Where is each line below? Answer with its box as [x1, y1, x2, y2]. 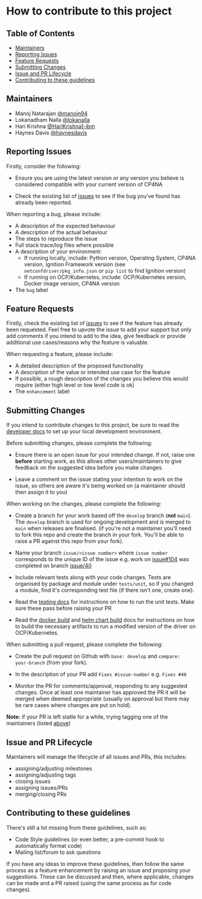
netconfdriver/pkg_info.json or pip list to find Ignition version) [24, 267, 186, 274]
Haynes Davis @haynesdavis [14, 129, 87, 136]
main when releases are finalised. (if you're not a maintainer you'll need [14, 525, 192, 532]
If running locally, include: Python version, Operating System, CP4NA [24, 254, 196, 261]
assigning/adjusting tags [14, 771, 77, 779]
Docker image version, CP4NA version [24, 279, 120, 287]
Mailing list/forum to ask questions [14, 848, 101, 856]
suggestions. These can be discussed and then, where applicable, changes [6, 873, 194, 880]
